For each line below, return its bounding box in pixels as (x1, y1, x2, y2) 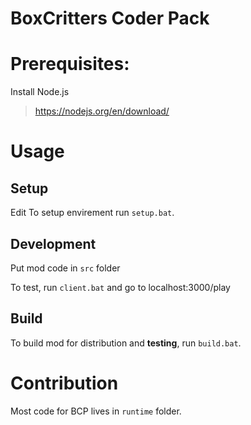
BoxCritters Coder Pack (10, 7, 210, 30)
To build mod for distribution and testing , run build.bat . (10, 337, 242, 349)
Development (10, 235, 97, 252)
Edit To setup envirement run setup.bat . (10, 207, 175, 219)
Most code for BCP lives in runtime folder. (10, 405, 182, 417)
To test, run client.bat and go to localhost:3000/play (10, 281, 231, 293)
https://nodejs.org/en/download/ (34, 105, 170, 117)
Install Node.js (10, 86, 70, 98)
